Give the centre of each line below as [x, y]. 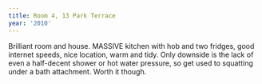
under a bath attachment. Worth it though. [77, 71]
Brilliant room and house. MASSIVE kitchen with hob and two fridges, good [131, 46]
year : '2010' [30, 23]
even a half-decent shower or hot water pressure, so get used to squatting [131, 63]
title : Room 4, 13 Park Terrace [62, 16]
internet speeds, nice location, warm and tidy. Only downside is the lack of [131, 54]
